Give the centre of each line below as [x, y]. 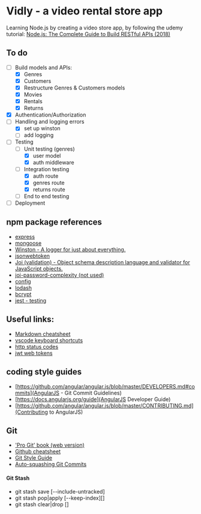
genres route [49, 183]
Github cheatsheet [38, 452]
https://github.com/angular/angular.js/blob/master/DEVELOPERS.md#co [106, 386]
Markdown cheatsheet [43, 334]
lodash [23, 288]
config [23, 281]
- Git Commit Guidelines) [91, 393]
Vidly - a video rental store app [85, 11]
